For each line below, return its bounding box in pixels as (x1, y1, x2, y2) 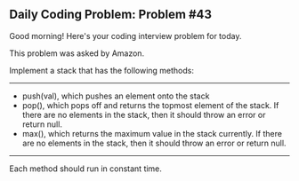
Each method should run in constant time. (9, 163, 163, 174)
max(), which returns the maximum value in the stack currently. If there (21, 128, 283, 138)
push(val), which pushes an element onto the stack (21, 90, 210, 101)
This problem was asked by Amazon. (9, 48, 145, 59)
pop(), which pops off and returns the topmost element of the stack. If (21, 99, 279, 110)
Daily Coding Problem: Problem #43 (9, 7, 212, 22)
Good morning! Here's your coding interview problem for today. (9, 30, 242, 41)
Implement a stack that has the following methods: (9, 65, 194, 75)
